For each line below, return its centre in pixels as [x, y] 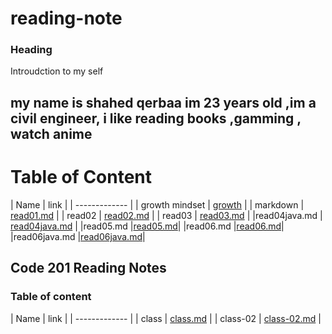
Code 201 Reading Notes [88, 268]
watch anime [51, 133]
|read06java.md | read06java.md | [78, 236]
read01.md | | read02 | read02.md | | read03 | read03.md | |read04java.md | [166, 215]
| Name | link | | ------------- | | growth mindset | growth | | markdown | [157, 204]
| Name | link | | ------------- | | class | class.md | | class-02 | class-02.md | [166, 318]
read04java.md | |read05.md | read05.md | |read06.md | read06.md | [147, 226]
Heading [31, 50]
